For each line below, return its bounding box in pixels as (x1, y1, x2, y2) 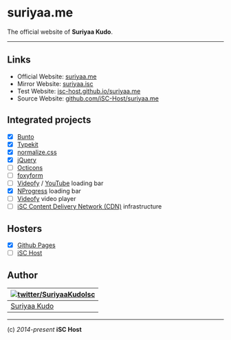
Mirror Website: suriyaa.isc (16, 79, 93, 87)
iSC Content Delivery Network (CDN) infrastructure (16, 202, 162, 211)
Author (7, 269, 38, 281)
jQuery (16, 156, 36, 164)
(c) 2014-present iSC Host (7, 325, 82, 333)
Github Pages (16, 241, 56, 249)
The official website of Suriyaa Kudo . (7, 28, 113, 36)
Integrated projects (7, 114, 91, 126)
